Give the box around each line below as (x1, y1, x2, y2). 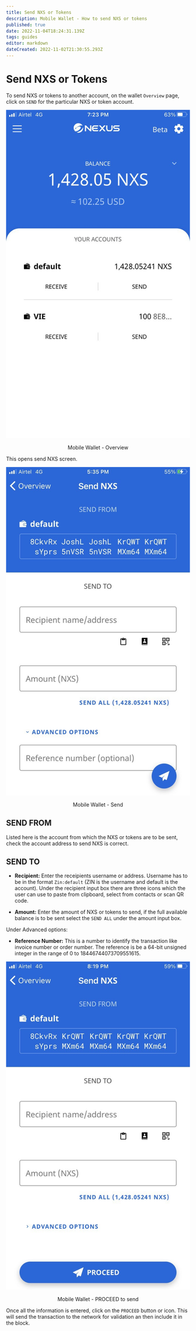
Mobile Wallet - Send (72, 801, 124, 808)
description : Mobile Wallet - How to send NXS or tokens (6, 15, 148, 22)
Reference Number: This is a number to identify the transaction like (14, 938, 178, 945)
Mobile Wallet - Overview (68, 444, 128, 451)
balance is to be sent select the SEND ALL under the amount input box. (14, 915, 182, 922)
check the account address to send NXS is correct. (6, 840, 129, 847)
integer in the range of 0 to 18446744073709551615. (14, 950, 141, 957)
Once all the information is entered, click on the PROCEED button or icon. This (6, 1307, 188, 1314)
